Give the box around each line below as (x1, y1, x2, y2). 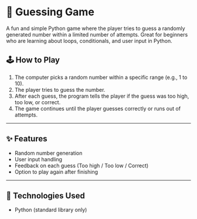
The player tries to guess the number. (14, 86, 106, 93)
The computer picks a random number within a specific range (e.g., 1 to (14, 74, 188, 81)
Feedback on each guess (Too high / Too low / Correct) (14, 162, 149, 169)
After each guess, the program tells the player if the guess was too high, (14, 92, 189, 99)
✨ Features (6, 134, 47, 144)
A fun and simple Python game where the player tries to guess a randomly (6, 25, 186, 32)
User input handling (14, 155, 63, 162)
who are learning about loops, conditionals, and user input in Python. (6, 37, 173, 44)
